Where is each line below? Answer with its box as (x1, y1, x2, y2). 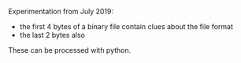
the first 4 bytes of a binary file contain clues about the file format (19, 22, 234, 31)
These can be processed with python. (8, 46, 132, 54)
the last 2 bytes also (19, 31, 85, 39)
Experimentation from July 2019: (8, 7, 114, 16)
